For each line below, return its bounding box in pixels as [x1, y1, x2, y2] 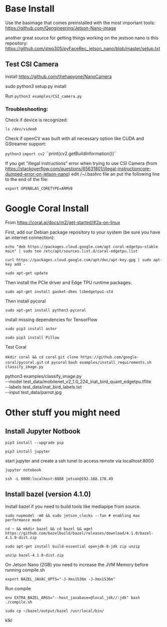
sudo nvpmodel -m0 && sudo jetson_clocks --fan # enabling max [5, 513, 140, 518]
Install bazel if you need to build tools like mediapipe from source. [5, 503, 141, 509]
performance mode [5, 517, 42, 522]
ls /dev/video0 [5, 127, 37, 132]
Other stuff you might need [5, 407, 120, 418]
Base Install [5, 3, 55, 15]
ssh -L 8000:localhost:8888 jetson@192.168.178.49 [5, 476, 113, 481]
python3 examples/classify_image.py [5, 373, 82, 379]
